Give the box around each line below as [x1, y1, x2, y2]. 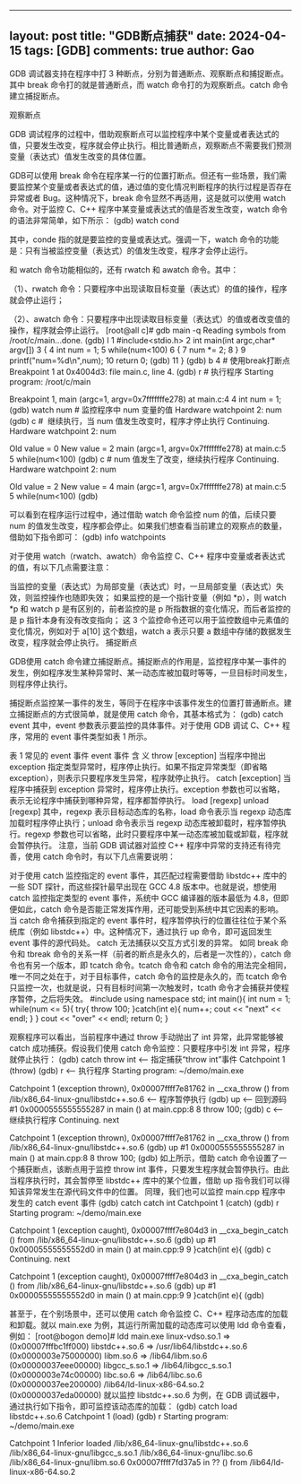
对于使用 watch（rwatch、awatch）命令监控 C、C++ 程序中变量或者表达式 [9, 551, 286, 561]
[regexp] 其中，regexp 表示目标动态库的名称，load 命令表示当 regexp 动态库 [9, 806, 292, 817]
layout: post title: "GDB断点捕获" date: [9, 29, 227, 44]
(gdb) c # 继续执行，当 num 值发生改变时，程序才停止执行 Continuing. [9, 415, 271, 426]
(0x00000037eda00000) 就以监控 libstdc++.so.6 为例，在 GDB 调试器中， [9, 1389, 285, 1400]
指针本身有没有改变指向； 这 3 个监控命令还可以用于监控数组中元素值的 [26, 614, 289, 625]
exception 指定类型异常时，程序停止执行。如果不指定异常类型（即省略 [9, 761, 268, 772]
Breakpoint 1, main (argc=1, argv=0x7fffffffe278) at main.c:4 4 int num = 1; [9, 394, 282, 404]
